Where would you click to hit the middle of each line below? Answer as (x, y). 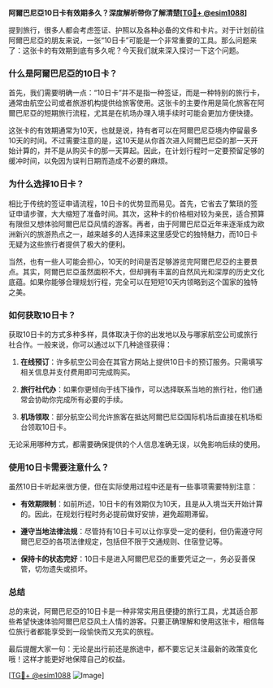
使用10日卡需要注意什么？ (59, 467)
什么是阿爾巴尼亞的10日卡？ (63, 73)
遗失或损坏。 (70, 569)
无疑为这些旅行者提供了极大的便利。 (69, 244)
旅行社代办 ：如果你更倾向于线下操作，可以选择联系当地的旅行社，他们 (138, 389)
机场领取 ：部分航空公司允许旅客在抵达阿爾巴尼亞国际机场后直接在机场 (138, 416)
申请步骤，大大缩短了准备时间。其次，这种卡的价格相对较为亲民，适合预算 (140, 213)
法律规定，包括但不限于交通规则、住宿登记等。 (149, 541)
